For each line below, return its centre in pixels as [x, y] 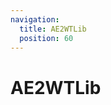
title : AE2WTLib [53, 29]
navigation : [35, 19]
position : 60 [46, 38]
